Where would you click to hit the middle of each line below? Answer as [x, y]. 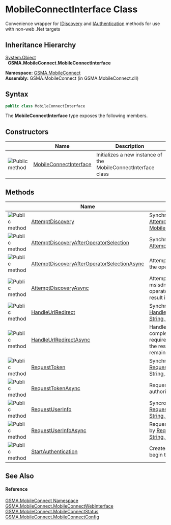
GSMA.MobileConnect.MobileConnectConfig [52, 517]
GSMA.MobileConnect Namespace [42, 500]
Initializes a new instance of [130, 155]
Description [130, 146]
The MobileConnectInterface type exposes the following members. [77, 116]
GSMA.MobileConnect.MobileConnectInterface [59, 63]
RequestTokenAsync [56, 389]
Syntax [17, 94]
